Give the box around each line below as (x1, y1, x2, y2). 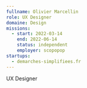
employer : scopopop (17, 48, 66, 54)
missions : (6, 25, 31, 32)
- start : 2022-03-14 (11, 31, 63, 37)
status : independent (17, 42, 68, 48)
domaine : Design (6, 20, 46, 26)
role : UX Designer (6, 14, 52, 20)
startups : (6, 53, 31, 59)
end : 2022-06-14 (17, 36, 58, 42)
